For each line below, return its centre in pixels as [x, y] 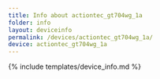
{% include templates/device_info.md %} [75, 66]
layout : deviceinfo [40, 30]
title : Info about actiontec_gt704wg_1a [76, 15]
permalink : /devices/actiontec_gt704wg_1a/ [81, 37]
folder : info [30, 23]
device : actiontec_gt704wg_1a [58, 45]
